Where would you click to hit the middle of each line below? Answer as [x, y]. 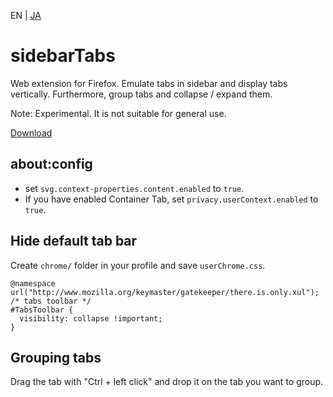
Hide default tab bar [74, 241]
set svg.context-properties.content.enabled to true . [134, 188]
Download [31, 132]
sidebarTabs [63, 56]
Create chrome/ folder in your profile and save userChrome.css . [138, 265]
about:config [51, 164]
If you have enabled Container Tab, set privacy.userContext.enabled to [171, 199]
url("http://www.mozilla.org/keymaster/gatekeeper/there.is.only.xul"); [165, 292]
